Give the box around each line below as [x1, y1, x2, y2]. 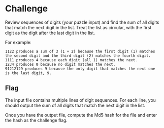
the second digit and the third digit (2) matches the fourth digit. [5, 53, 151, 58]
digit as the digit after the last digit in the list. [5, 30, 95, 36]
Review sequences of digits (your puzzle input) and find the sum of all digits [5, 19, 160, 25]
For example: [5, 39, 32, 45]
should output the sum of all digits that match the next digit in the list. [5, 102, 145, 108]
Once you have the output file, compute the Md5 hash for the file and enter [5, 112, 158, 118]
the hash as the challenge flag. [5, 117, 67, 123]
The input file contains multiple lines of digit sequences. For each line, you [5, 97, 156, 103]
